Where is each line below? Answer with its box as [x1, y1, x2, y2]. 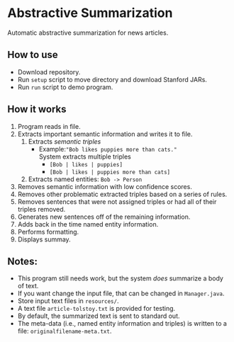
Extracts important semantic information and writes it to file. [17, 130, 193, 138]
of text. [17, 282, 39, 290]
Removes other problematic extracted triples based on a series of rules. [17, 190, 228, 198]
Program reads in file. [17, 122, 81, 130]
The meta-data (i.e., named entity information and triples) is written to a [17, 319, 227, 328]
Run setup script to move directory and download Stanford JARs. [17, 75, 208, 84]
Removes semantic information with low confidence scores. [17, 182, 193, 190]
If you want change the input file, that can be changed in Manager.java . [17, 289, 225, 298]
